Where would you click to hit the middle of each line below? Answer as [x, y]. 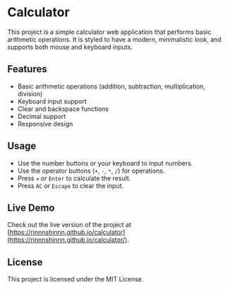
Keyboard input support [52, 101]
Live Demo [31, 208]
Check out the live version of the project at [70, 225]
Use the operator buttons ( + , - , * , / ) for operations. [91, 170]
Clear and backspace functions [63, 109]
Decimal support [42, 116]
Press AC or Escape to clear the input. [71, 185]
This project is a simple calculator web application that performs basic [109, 32]
